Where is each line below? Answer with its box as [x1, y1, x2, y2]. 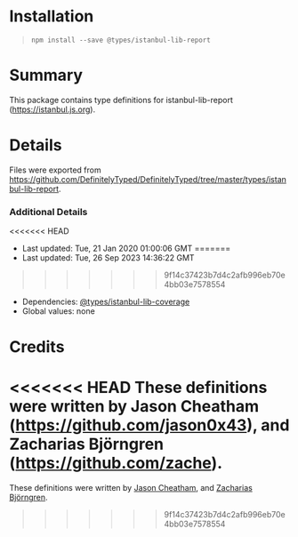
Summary [9, 65, 83, 85]
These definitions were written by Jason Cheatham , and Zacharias [9, 483, 254, 493]
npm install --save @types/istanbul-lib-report [30, 36, 211, 44]
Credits [9, 337, 65, 357]
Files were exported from [9, 164, 101, 175]
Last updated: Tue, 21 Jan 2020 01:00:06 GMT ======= [21, 243, 231, 254]
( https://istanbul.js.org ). [9, 104, 96, 115]
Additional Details [9, 205, 88, 218]
